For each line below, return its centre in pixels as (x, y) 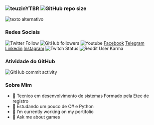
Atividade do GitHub (30, 61)
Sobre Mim (19, 85)
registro (20, 101)
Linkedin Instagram (25, 48)
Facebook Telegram (124, 43)
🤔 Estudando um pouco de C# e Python (53, 107)
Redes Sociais (23, 32)
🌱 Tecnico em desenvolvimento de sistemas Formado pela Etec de (81, 96)
